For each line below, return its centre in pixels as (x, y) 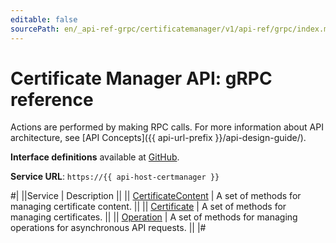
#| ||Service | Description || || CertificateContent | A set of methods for (156, 196)
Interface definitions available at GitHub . (95, 157)
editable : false (44, 19)
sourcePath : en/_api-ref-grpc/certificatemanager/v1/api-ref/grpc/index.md (171, 29)
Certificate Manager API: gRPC (141, 78)
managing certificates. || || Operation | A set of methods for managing (154, 217)
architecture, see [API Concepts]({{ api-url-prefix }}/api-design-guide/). (158, 138)
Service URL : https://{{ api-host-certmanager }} (115, 177)
